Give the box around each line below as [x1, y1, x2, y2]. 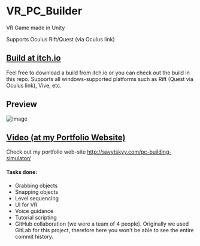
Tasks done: [6, 168, 38, 175]
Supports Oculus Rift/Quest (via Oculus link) [6, 35, 115, 43]
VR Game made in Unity [6, 24, 65, 31]
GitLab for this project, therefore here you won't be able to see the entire [14, 226, 195, 233]
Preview [6, 99, 38, 109]
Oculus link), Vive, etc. [6, 82, 62, 89]
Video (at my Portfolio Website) [6, 132, 126, 142]
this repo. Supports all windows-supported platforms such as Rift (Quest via [6, 75, 193, 82]
